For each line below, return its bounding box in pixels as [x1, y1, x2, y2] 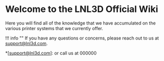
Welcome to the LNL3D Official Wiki [5, 3, 158, 15]
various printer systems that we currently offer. [5, 25, 103, 31]
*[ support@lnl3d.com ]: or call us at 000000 [5, 50, 97, 56]
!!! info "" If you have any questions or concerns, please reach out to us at [5, 35, 159, 41]
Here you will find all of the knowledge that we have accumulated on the [5, 20, 156, 26]
